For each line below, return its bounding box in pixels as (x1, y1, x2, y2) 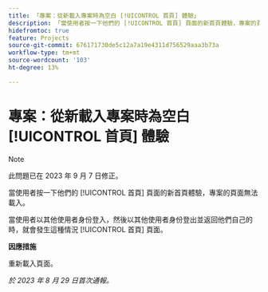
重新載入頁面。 (8, 258, 57, 268)
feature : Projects (8, 34, 69, 42)
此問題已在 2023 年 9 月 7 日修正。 (8, 171, 123, 180)
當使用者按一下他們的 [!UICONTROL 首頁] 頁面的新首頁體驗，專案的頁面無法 (8, 187, 258, 197)
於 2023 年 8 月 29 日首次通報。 (8, 275, 114, 285)
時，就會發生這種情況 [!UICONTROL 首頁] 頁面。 (8, 224, 167, 234)
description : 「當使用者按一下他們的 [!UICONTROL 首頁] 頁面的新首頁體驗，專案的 (8, 19, 257, 27)
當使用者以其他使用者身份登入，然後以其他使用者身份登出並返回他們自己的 (8, 215, 253, 224)
